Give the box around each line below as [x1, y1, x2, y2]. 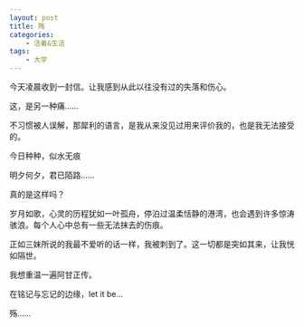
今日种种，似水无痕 [9, 150, 81, 161]
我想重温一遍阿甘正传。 [9, 269, 97, 280]
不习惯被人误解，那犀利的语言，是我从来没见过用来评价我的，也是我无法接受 [9, 120, 295, 130]
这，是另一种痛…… [9, 101, 80, 111]
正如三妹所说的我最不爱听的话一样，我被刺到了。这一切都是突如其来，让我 [9, 239, 287, 249]
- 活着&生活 [25, 38, 65, 48]
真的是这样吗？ [9, 189, 65, 199]
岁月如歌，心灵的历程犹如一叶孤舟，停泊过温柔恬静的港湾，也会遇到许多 [9, 208, 279, 218]
